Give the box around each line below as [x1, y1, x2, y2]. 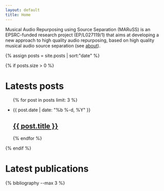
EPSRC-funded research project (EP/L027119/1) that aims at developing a [5, 32, 159, 38]
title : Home [5, 12, 31, 17]
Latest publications [5, 163, 89, 175]
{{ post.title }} [12, 122, 59, 130]
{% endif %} [5, 145, 32, 151]
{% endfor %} [12, 135, 42, 141]
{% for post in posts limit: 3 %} [12, 97, 78, 103]
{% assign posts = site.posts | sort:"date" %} [5, 52, 100, 59]
